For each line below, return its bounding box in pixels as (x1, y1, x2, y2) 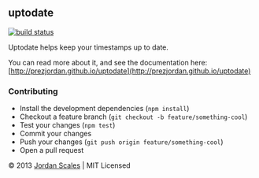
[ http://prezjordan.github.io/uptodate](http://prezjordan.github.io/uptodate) (8, 66, 251, 76)
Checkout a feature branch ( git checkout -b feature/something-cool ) (19, 112, 248, 121)
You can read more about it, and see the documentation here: (8, 57, 208, 67)
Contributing (8, 86, 58, 97)
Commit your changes (19, 129, 92, 139)
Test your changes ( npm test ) (19, 121, 116, 130)
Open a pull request (19, 146, 84, 155)
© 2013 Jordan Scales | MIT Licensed (8, 161, 131, 170)
